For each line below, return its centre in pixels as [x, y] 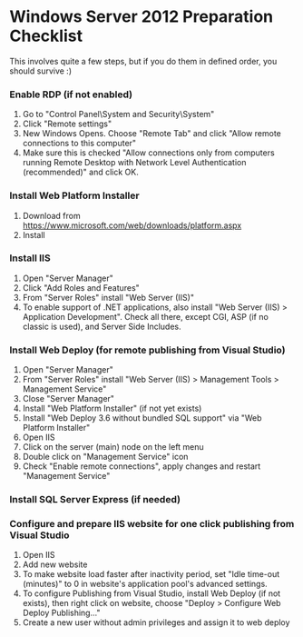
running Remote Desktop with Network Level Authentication [134, 163]
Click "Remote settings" [67, 124]
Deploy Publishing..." [61, 613]
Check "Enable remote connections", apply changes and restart [142, 466]
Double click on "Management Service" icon [105, 457]
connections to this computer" [79, 144]
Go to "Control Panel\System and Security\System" [118, 114]
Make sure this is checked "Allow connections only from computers [148, 153]
